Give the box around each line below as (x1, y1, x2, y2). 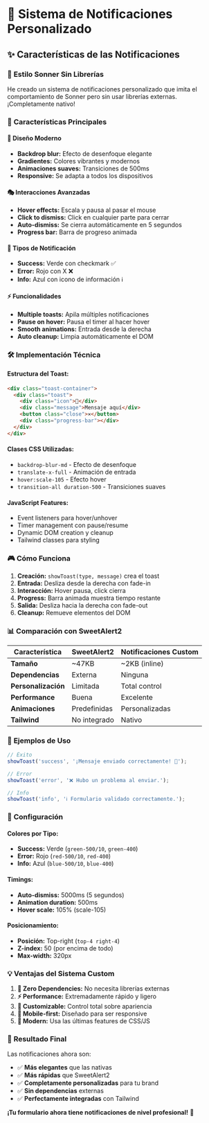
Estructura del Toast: (7, 370, 69, 378)
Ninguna (120, 670, 149, 680)
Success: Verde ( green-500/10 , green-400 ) (17, 845, 138, 853)
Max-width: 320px (17, 951, 72, 960)
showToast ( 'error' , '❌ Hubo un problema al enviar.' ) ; (7, 777, 170, 784)
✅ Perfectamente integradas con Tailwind (17, 1095, 140, 1103)
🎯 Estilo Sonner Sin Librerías (7, 69, 104, 79)
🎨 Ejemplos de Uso (7, 736, 71, 745)
